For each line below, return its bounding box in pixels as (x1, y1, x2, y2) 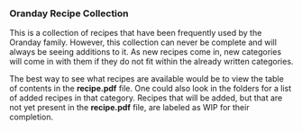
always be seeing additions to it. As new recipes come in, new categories (9, 47, 282, 57)
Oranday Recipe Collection (9, 7, 129, 20)
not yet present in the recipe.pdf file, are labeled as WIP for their (9, 102, 250, 113)
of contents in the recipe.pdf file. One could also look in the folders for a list (9, 83, 292, 94)
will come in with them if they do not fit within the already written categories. (9, 57, 294, 67)
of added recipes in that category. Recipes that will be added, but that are (9, 92, 283, 103)
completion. (9, 111, 54, 123)
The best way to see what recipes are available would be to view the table (9, 74, 284, 84)
